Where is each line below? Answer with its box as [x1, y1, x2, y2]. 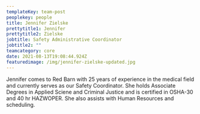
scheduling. [6, 101, 35, 108]
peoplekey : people [6, 14, 52, 20]
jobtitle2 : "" [6, 43, 42, 49]
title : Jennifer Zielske [6, 20, 68, 26]
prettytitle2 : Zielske [6, 31, 63, 37]
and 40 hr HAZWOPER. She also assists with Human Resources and [6, 94, 174, 102]
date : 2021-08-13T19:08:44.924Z [6, 53, 87, 59]
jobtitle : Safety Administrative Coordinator [6, 37, 122, 43]
